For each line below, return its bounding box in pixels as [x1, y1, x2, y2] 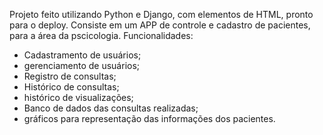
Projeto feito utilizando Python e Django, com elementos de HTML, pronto [9, 9, 314, 20]
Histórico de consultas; [23, 81, 120, 93]
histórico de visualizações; [23, 92, 134, 103]
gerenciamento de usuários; [23, 60, 141, 71]
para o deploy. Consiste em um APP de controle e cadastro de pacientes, [9, 19, 311, 31]
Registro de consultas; [23, 70, 117, 82]
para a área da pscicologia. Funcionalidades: [9, 30, 194, 41]
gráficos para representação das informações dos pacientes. [23, 113, 276, 124]
